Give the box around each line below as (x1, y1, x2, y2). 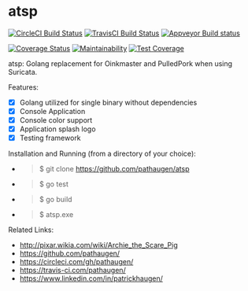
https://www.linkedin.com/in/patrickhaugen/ (19, 274, 164, 283)
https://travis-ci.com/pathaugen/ (19, 266, 126, 275)
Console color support (19, 116, 93, 125)
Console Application (19, 107, 86, 116)
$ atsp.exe (39, 210, 74, 219)
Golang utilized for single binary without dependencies (19, 98, 198, 107)
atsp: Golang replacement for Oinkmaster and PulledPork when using (8, 58, 233, 68)
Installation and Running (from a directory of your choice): (8, 149, 197, 159)
